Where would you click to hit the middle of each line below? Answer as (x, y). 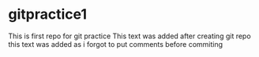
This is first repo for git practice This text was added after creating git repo (129, 36)
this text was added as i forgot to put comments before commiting (116, 44)
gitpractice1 (48, 14)
